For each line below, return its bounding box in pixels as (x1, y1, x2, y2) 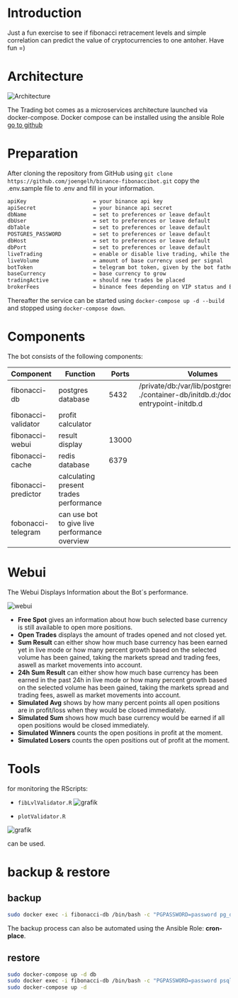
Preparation (7, 145, 79, 162)
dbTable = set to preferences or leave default (7, 224, 211, 231)
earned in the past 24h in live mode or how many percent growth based (17, 675, 227, 684)
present (58, 480, 84, 490)
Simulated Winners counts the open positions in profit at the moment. (17, 728, 223, 737)
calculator (58, 419, 92, 428)
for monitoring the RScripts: (7, 784, 89, 792)
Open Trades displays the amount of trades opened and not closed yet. (17, 630, 227, 639)
